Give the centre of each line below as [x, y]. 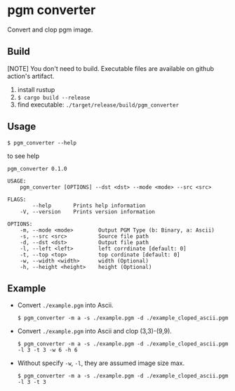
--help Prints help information [89, 206]
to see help [23, 156]
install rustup [36, 89]
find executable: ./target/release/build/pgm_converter [98, 105]
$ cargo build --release [54, 98]
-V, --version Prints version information [88, 212]
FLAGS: [17, 199]
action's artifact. [31, 76]
